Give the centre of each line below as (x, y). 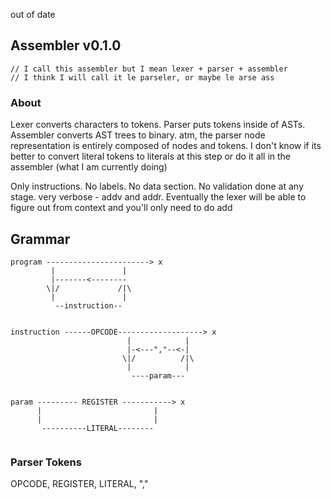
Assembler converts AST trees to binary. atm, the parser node (138, 135)
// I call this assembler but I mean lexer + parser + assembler (149, 69)
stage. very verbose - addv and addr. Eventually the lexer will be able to (158, 197)
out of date (33, 14)
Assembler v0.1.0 (66, 45)
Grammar (40, 239)
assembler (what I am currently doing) (89, 167)
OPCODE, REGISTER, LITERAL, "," (79, 484)
